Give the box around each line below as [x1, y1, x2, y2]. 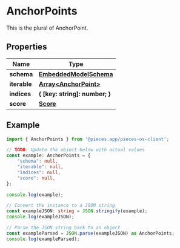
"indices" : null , [17, 169, 61, 175]
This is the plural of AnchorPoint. [6, 24, 88, 31]
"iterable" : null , [17, 164, 64, 170]
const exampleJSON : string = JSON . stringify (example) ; [6, 208, 148, 214]
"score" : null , [17, 175, 56, 181]
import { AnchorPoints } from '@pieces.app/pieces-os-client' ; [6, 136, 170, 142]
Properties [6, 42, 47, 52]
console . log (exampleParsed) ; [6, 236, 80, 242]
